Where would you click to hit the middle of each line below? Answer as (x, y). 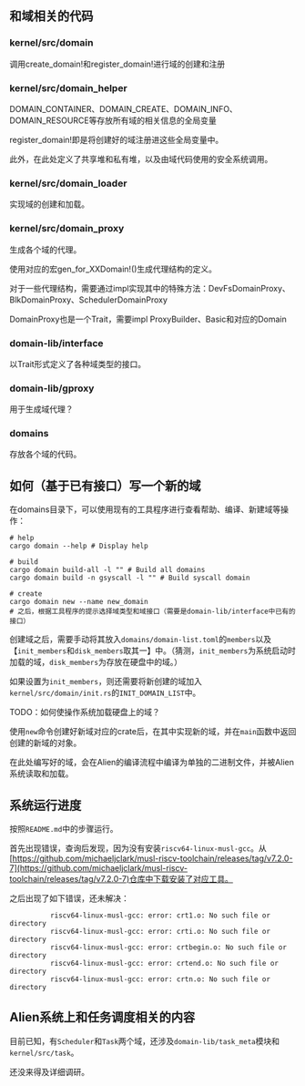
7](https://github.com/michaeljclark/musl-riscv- (99, 868)
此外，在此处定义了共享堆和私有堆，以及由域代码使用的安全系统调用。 (141, 159)
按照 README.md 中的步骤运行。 (64, 829)
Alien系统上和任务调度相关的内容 (102, 1017)
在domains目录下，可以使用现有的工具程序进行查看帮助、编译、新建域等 (145, 509)
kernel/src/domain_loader (68, 183)
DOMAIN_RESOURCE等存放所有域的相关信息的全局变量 (113, 120)
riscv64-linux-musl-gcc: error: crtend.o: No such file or (164, 964)
